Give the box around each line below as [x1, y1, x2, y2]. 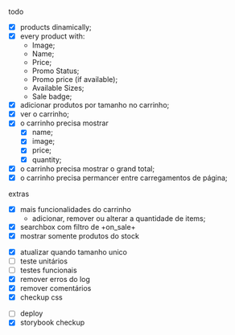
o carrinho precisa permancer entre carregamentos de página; [19, 173, 228, 182]
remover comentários [19, 284, 92, 293]
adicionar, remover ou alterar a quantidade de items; [31, 213, 206, 223]
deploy [19, 308, 43, 318]
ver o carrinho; [19, 109, 70, 119]
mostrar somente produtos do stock [19, 231, 139, 240]
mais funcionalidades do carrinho [19, 204, 131, 214]
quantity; [31, 154, 62, 164]
